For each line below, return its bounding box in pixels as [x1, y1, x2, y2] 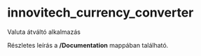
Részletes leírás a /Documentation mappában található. [7, 41, 169, 49]
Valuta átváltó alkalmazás [7, 28, 81, 36]
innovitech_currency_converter [7, 5, 194, 21]
